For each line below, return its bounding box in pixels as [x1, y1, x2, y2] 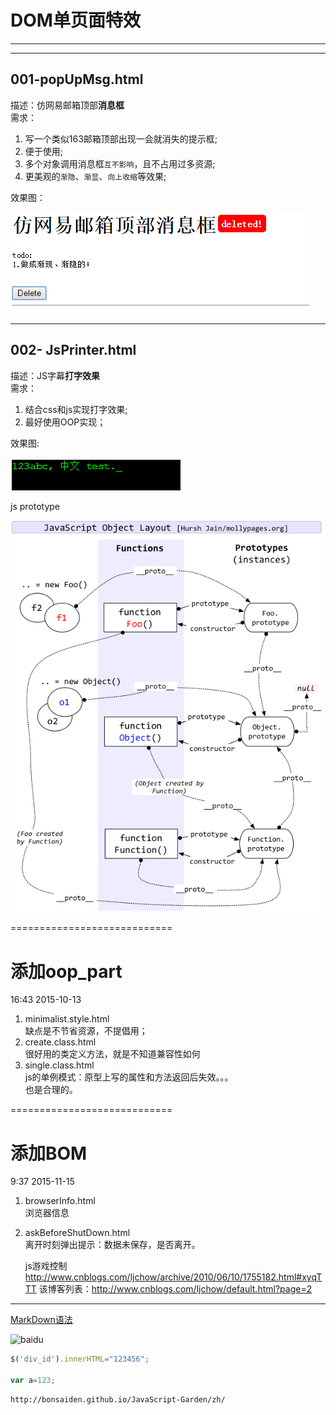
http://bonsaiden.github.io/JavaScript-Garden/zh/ [10, 1394, 226, 1405]
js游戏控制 [24, 1260, 68, 1272]
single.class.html [24, 1059, 95, 1071]
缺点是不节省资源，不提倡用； [24, 1025, 148, 1037]
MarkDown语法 [10, 1314, 73, 1326]
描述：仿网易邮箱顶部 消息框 [10, 99, 125, 111]
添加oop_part [10, 960, 123, 983]
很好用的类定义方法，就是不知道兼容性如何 [24, 1048, 201, 1060]
